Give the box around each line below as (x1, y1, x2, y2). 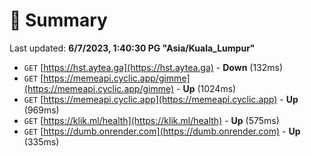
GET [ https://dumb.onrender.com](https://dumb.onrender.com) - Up (23, 125, 301, 137)
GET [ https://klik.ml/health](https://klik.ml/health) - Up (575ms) (23, 114, 280, 126)
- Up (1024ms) (176, 82, 237, 94)
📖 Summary (9, 9, 108, 32)
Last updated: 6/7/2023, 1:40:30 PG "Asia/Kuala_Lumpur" (9, 42, 256, 54)
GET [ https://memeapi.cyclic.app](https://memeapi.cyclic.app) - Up (23, 93, 299, 105)
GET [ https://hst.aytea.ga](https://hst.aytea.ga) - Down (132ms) (23, 61, 284, 73)
